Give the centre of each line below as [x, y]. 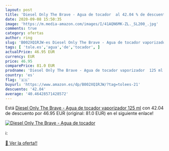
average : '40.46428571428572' [37, 94]
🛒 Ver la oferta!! [21, 143]
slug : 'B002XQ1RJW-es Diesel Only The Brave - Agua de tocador [73, 43]
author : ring [19, 38]
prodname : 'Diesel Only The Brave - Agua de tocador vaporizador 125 [81, 71]
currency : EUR [20, 56]
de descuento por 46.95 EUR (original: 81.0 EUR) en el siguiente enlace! [79, 113]
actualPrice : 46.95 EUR [30, 52]
